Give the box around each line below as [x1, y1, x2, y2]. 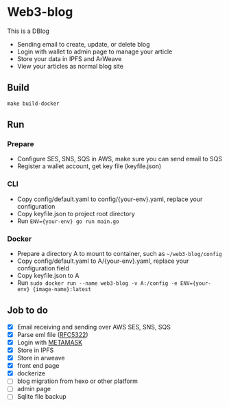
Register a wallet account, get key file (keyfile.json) [16, 162, 162, 170]
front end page [16, 362, 60, 370]
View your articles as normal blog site [16, 62, 123, 70]
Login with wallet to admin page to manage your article [16, 47, 173, 56]
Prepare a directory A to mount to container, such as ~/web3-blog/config [16, 250, 222, 258]
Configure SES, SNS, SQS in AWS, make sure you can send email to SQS [16, 155, 223, 163]
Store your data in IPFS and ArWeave [16, 54, 122, 62]
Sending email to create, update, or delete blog [16, 40, 150, 48]
